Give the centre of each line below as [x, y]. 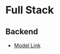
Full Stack [30, 10]
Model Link [27, 45]
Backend [22, 32]
